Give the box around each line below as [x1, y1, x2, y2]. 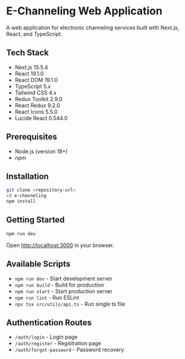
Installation [6, 171, 49, 181]
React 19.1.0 [14, 70, 44, 77]
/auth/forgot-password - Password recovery [14, 346, 124, 354]
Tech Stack [6, 48, 49, 58]
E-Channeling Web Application [6, 4, 163, 18]
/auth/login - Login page [14, 333, 78, 340]
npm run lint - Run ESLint [14, 294, 79, 301]
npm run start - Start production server [14, 287, 113, 294]
